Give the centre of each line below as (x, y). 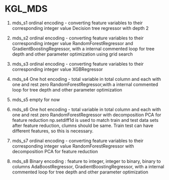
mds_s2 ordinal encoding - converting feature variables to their (78, 38)
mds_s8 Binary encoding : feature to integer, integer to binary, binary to (87, 161)
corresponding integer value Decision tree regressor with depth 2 (80, 28)
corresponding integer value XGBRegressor (57, 69)
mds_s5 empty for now (36, 100)
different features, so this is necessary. (53, 131)
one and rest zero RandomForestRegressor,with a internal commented (85, 84)
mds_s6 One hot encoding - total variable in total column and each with (87, 109)
